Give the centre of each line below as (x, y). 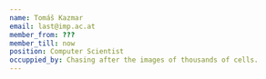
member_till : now (42, 43)
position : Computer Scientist (67, 52)
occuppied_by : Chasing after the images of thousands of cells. (134, 60)
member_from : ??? (42, 35)
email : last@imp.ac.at (52, 26)
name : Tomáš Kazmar (46, 18)
